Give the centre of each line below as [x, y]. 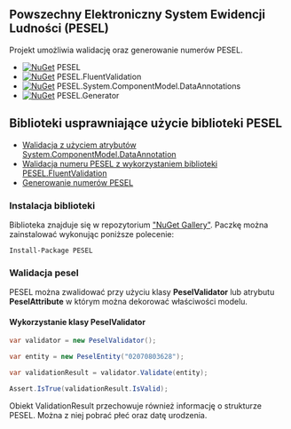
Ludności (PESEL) [59, 29]
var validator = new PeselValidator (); [83, 341]
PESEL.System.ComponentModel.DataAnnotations [149, 86]
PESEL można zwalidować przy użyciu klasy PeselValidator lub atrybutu [142, 292]
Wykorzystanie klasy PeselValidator [78, 322]
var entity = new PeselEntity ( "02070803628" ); [97, 357]
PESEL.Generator [88, 95]
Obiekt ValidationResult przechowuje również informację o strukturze [135, 405]
